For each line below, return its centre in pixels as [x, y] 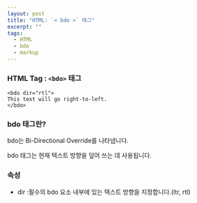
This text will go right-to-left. [57, 99]
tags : [15, 33]
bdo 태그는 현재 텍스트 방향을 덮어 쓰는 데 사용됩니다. [79, 156]
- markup [26, 53]
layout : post [26, 14]
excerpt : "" [24, 27]
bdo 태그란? [27, 124]
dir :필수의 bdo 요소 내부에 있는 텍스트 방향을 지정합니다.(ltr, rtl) [104, 192]
